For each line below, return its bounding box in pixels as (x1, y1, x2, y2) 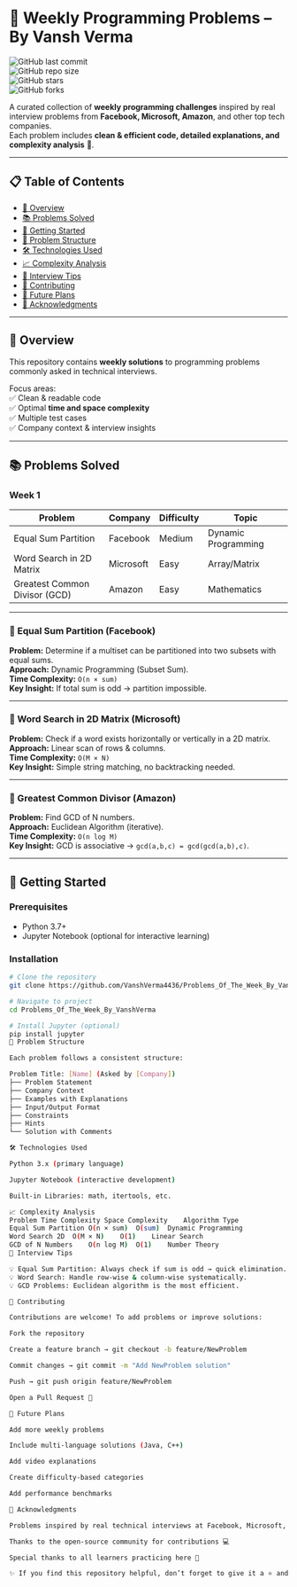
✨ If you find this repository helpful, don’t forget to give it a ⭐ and (9, 1569, 289, 1578)
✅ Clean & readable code (9, 392, 102, 403)
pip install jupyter (9, 1029, 86, 1038)
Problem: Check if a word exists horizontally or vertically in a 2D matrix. (9, 733, 271, 744)
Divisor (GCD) (13, 589, 72, 601)
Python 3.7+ (21, 921, 67, 932)
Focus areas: (9, 383, 57, 394)
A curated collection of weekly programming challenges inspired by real (9, 101, 276, 112)
